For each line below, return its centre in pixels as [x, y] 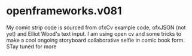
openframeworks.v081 [64, 11]
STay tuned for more [31, 46]
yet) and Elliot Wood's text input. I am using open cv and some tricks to [94, 33]
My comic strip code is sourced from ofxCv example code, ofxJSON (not [96, 27]
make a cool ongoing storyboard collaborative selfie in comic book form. [96, 40]
